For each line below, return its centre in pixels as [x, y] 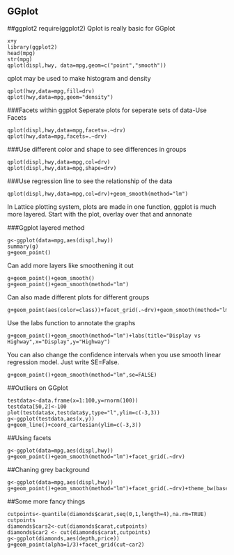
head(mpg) [22, 53]
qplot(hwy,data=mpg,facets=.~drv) [57, 136]
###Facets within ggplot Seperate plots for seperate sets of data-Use [107, 110]
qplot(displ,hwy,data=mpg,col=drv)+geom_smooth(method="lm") [98, 194]
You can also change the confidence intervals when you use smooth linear [114, 354]
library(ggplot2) [32, 47]
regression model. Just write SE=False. [63, 362]
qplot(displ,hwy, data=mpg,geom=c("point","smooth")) [87, 65]
